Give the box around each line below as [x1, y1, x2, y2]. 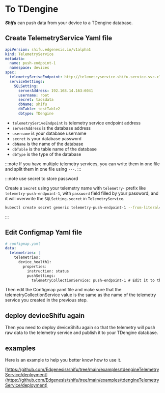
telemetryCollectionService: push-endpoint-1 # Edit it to [31, 278, 155, 283]
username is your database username [12, 130, 87, 136]
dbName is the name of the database [12, 141, 83, 147]
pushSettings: [27, 273, 56, 278]
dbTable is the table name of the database [12, 146, 97, 152]
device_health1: [18, 260, 52, 265]
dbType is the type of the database [12, 151, 82, 157]
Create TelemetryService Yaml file [5, 34, 112, 42]
